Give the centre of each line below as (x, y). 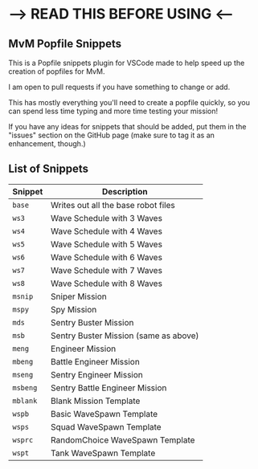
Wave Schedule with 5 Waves (107, 244)
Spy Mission (74, 309)
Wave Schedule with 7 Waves (107, 270)
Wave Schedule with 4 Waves (107, 231)
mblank (25, 401)
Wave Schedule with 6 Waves (107, 257)
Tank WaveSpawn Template (103, 453)
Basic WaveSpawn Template (104, 414)
